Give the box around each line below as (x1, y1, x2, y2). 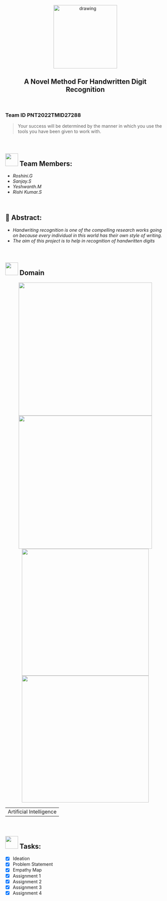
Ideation (12, 855, 30, 861)
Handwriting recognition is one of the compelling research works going (12, 227, 162, 233)
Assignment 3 (12, 884, 42, 890)
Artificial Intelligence (8, 808, 57, 815)
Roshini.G (12, 172, 33, 179)
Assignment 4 (12, 890, 42, 896)
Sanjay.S (12, 178, 31, 184)
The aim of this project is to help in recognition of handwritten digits (12, 237, 155, 244)
